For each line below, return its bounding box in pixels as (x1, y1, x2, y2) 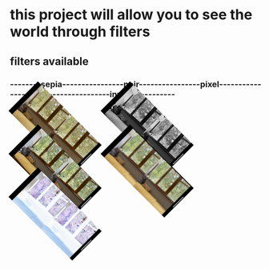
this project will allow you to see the (10, 6, 253, 24)
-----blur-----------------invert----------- (10, 88, 175, 99)
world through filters (10, 22, 151, 41)
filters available (10, 54, 89, 68)
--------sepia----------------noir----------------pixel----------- (10, 78, 262, 90)
